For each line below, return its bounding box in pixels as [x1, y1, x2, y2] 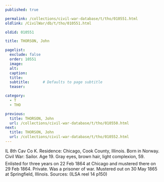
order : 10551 [9, 57, 37, 62]
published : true [5, 7, 39, 12]
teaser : [9, 85, 26, 90]
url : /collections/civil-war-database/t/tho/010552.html [9, 135, 129, 139]
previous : [5, 111, 26, 116]
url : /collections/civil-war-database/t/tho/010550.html [9, 121, 129, 126]
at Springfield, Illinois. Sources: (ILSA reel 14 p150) [5, 171, 108, 177]
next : [5, 125, 16, 130]
